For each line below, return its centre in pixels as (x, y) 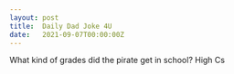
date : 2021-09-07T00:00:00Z (67, 34)
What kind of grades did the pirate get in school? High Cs (117, 60)
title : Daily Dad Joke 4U (61, 26)
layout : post (34, 18)
